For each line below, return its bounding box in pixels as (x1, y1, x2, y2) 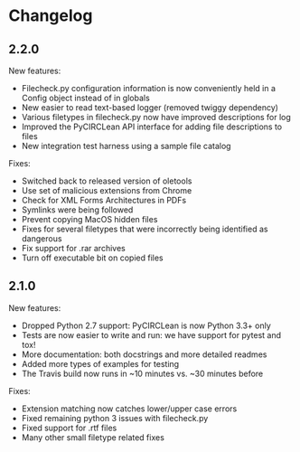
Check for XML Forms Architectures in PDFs (21, 195, 187, 205)
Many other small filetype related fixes (21, 431, 164, 443)
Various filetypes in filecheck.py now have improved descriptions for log (21, 112, 291, 122)
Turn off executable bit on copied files (21, 252, 164, 263)
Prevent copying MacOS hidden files (21, 214, 158, 224)
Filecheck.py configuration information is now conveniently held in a (21, 83, 277, 93)
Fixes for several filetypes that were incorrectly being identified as (21, 223, 268, 234)
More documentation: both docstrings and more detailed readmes (21, 349, 267, 360)
